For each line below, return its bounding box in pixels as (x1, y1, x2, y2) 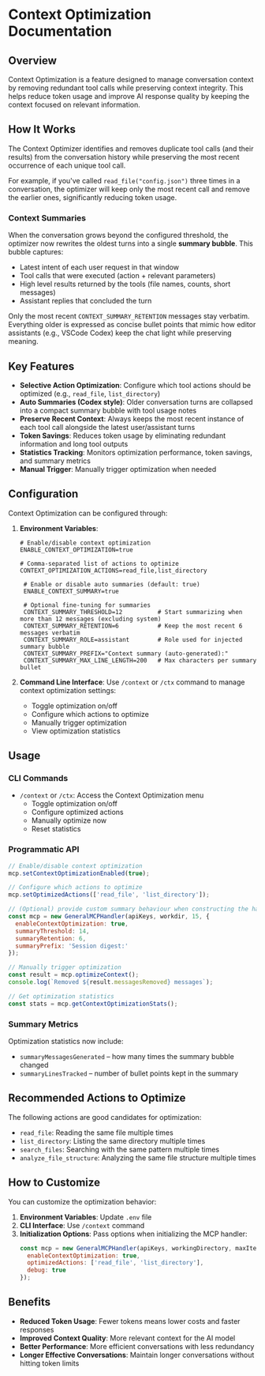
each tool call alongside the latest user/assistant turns (19, 422, 196, 432)
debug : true (27, 1266, 66, 1274)
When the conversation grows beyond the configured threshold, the (8, 231, 229, 240)
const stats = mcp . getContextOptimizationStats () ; (8, 1000, 178, 1008)
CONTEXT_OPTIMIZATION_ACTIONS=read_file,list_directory (19, 567, 207, 575)
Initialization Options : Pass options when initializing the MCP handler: (19, 1229, 248, 1238)
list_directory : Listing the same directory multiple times (19, 1136, 206, 1145)
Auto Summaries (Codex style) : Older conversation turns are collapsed (19, 397, 253, 406)
